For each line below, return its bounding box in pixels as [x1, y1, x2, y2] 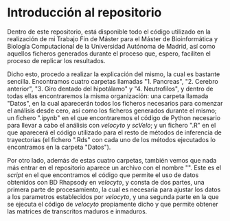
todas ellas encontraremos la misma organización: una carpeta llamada [7, 91, 209, 100]
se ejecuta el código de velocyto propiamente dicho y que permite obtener [7, 200, 218, 208]
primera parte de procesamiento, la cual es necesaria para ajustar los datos [7, 185, 221, 194]
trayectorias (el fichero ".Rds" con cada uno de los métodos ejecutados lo [7, 135, 216, 143]
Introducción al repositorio [7, 5, 162, 21]
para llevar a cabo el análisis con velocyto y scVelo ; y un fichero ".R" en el [7, 121, 216, 129]
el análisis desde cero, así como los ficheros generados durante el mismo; [7, 106, 218, 115]
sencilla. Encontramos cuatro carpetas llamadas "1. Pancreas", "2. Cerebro [7, 77, 218, 85]
